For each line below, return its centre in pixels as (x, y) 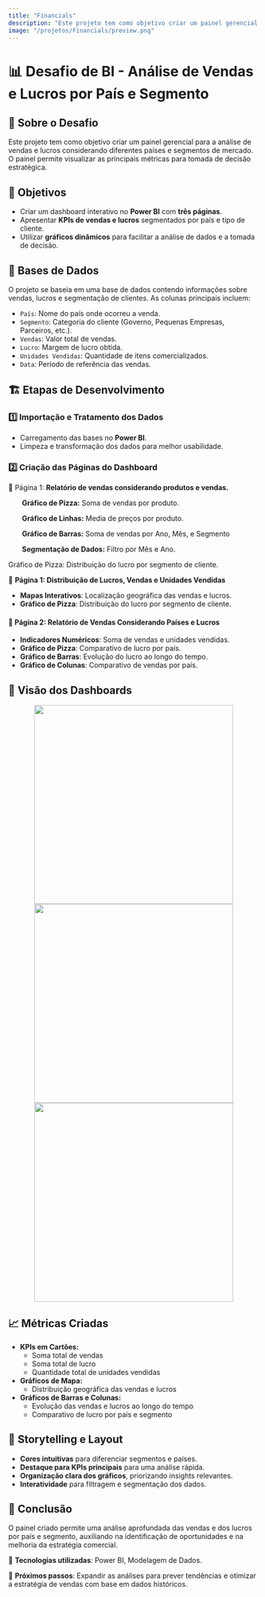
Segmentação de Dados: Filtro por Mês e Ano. (99, 549)
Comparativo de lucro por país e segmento (102, 1414)
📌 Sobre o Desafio (53, 123)
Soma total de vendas (67, 1355)
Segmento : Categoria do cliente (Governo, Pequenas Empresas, (122, 322)
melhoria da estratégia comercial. (63, 1545)
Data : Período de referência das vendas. (85, 364)
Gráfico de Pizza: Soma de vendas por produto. (101, 503)
